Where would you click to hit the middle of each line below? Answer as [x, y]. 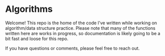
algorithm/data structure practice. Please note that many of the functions [80, 28]
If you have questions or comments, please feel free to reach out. [72, 48]
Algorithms [29, 9]
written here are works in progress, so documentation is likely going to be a [83, 33]
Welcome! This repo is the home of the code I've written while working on [81, 23]
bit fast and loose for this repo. [37, 39]
